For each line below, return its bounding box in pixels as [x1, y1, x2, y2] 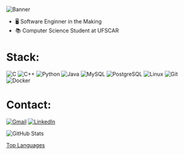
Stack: [6, 50, 40, 64]
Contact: [6, 98, 51, 112]
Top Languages [6, 141, 45, 148]
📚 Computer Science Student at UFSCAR [15, 27, 119, 34]
